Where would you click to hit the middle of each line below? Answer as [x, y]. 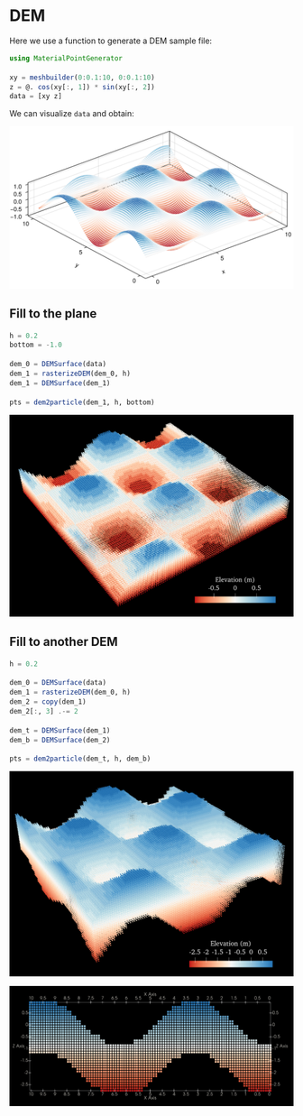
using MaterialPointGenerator [66, 58]
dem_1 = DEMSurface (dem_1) [60, 383]
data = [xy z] [36, 97]
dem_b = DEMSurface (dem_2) [60, 740]
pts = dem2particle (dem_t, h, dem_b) [80, 759]
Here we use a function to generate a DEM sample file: [111, 41]
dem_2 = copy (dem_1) [48, 702]
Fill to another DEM [64, 642]
